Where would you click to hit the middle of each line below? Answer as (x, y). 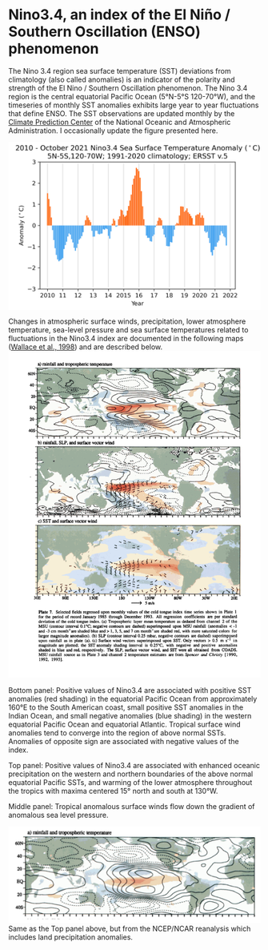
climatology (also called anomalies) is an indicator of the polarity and (122, 79)
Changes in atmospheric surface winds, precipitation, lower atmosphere (127, 321)
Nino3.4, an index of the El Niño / (119, 15)
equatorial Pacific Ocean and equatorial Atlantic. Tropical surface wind (124, 725)
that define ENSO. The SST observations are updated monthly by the (122, 113)
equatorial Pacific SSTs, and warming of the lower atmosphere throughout (130, 783)
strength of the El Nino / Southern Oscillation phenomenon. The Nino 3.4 (128, 88)
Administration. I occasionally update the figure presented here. (113, 131)
